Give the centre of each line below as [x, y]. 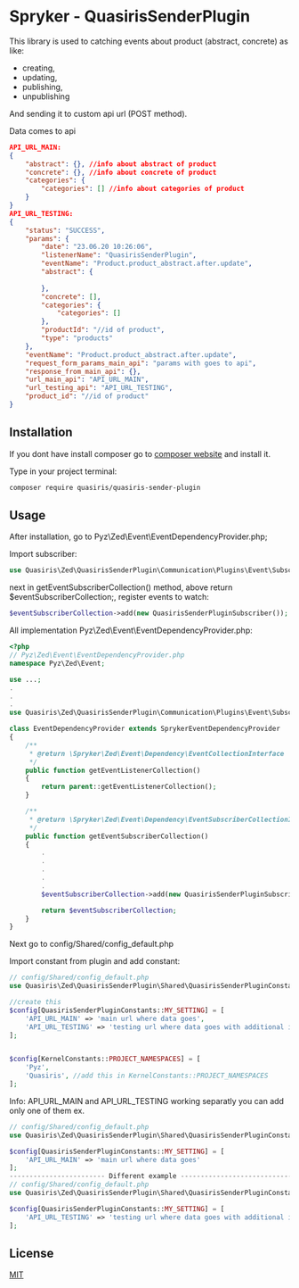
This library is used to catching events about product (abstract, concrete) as [149, 41]
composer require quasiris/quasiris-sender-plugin [105, 487]
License [32, 1253]
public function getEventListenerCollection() [113, 770]
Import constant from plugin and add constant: [95, 961]
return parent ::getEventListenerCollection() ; [129, 787]
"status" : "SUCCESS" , [65, 230]
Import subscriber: [43, 554]
